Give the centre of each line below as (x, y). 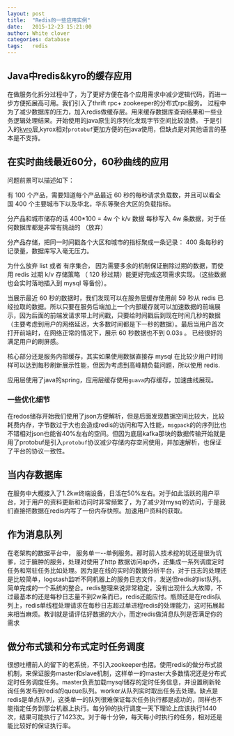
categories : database (39, 40)
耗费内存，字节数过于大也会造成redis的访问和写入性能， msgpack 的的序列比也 (117, 425)
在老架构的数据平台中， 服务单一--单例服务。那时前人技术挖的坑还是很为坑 (115, 553)
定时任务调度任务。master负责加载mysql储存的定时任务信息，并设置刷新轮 (114, 682)
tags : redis (28, 46)
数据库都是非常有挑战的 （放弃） (60, 227)
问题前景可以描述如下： (41, 180)
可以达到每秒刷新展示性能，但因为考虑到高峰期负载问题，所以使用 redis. (117, 365)
